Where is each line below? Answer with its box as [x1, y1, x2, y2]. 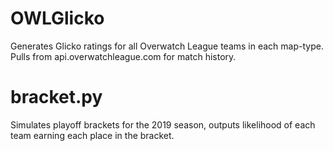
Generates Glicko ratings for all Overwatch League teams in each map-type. [10, 40, 324, 52]
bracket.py [10, 86, 103, 109]
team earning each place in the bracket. [10, 129, 175, 141]
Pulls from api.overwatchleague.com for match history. [10, 50, 237, 62]
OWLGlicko [10, 7, 105, 30]
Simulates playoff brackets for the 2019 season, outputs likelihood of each [10, 118, 316, 131]
